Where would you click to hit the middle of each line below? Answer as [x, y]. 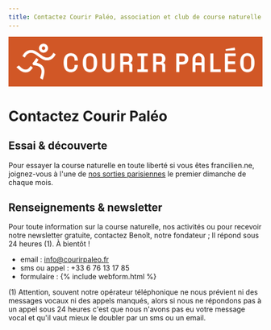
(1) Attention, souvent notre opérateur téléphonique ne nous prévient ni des [133, 292]
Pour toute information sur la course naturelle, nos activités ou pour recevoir [135, 227]
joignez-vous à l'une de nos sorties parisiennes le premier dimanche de [127, 174]
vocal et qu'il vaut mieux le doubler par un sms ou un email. [107, 318]
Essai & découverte [58, 146]
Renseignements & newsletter [85, 207]
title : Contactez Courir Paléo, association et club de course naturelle [135, 17]
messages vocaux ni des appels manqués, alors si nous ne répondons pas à [135, 301]
